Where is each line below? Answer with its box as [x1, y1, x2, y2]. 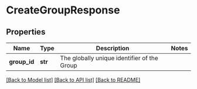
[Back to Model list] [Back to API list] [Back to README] [6, 77, 141, 83]
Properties [6, 27, 46, 37]
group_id [9, 58, 35, 66]
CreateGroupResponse [6, 4, 120, 17]
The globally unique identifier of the [60, 54, 158, 62]
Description [96, 44, 130, 52]
